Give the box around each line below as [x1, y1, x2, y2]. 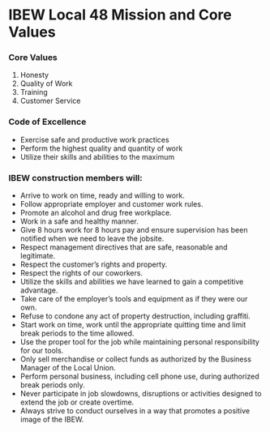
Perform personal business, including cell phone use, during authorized [19, 371, 259, 382]
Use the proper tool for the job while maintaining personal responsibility [19, 337, 259, 347]
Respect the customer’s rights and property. [19, 259, 168, 269]
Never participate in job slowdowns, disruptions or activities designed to [19, 389, 262, 399]
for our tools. [19, 346, 64, 356]
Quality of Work [19, 79, 73, 88]
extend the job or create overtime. [19, 397, 135, 407]
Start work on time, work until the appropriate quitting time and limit [19, 320, 246, 330]
